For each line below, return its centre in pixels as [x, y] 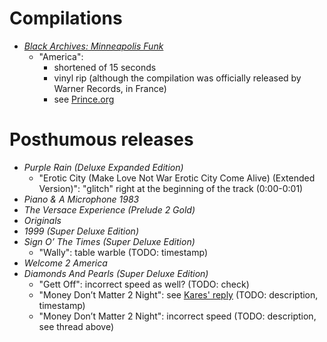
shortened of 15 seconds [105, 67]
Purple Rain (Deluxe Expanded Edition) [103, 167]
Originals [42, 220]
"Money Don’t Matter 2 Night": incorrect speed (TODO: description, [177, 316]
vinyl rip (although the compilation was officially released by [177, 78]
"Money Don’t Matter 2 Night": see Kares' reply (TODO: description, [178, 294]
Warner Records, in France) [110, 88]
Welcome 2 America [65, 263]
